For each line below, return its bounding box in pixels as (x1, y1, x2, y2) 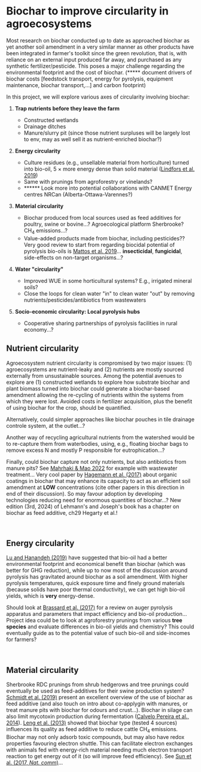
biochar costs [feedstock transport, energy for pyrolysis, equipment (6, 75, 173, 82)
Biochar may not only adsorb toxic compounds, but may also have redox (6, 733, 185, 740)
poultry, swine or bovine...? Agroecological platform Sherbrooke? (23, 220, 184, 228)
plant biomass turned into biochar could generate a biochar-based (6, 384, 170, 392)
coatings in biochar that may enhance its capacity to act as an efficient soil (6, 477, 191, 484)
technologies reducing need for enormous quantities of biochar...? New (6, 496, 181, 503)
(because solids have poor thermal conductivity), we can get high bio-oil (6, 586, 185, 593)
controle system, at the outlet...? (6, 422, 86, 429)
